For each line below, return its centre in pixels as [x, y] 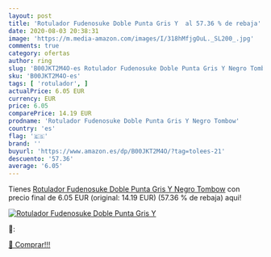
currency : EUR [32, 99]
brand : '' [25, 143]
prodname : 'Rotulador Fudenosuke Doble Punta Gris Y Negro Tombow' [124, 121]
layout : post [30, 16]
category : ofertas [39, 53]
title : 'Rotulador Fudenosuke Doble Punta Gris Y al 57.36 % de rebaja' [135, 23]
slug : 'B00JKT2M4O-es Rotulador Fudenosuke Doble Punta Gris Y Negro [128, 69]
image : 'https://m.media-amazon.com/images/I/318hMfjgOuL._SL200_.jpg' [131, 38]
